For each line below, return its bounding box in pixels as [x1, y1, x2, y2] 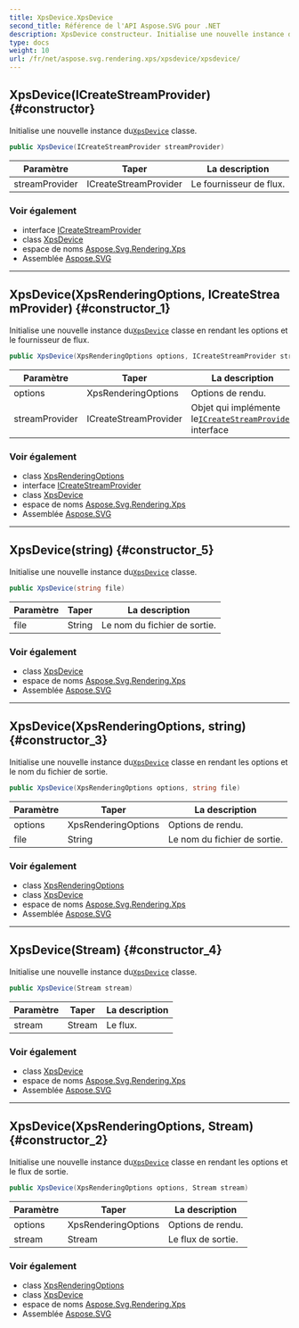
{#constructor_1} [75, 301, 171, 317]
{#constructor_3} [9, 733, 109, 748]
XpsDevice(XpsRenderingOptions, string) [9, 719, 246, 735]
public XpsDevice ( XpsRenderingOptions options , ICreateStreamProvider [9, 352, 277, 361]
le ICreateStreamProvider [190, 412, 295, 425]
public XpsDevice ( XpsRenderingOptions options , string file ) [9, 783, 241, 793]
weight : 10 [9, 46, 50, 55]
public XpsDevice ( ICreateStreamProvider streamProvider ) [9, 142, 225, 152]
